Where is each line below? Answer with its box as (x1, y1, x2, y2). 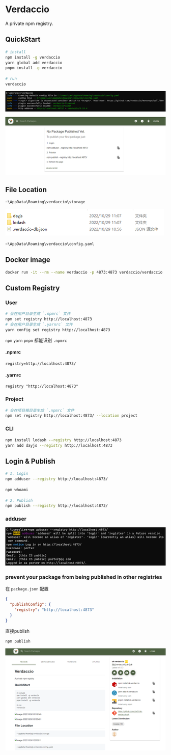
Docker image (5, 256, 50, 264)
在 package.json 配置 (5, 586, 49, 592)
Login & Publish (5, 457, 55, 466)
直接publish (5, 628, 30, 634)
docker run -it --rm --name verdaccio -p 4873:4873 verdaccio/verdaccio (5, 269, 163, 275)
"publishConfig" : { (10, 602, 51, 607)
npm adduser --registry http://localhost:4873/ (5, 476, 108, 482)
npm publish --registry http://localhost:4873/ (5, 503, 108, 508)
